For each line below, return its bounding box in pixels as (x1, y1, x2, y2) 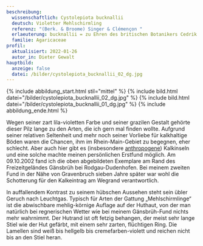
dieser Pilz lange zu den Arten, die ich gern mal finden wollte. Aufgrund (6, 125, 185, 132)
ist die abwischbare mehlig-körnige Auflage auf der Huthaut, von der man (6, 202, 191, 209)
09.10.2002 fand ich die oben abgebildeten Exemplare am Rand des (6, 157, 176, 165)
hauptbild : (6, 60, 34, 66)
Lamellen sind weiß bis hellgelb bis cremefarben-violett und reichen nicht (6, 227, 190, 234)
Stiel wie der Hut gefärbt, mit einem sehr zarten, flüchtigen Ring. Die (6, 221, 177, 228)
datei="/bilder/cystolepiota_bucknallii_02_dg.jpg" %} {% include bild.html (6, 94, 190, 101)
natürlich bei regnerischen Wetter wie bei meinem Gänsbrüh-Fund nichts (6, 208, 189, 216)
